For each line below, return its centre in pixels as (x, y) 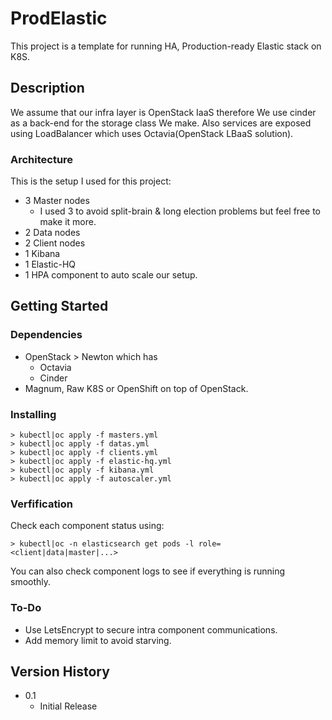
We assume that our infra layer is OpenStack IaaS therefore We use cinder (163, 112)
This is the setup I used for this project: (91, 181)
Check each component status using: (87, 526)
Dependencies (46, 335)
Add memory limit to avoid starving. (98, 640)
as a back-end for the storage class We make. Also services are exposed (161, 123)
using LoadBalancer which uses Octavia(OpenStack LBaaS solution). (152, 133)
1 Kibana (42, 254)
